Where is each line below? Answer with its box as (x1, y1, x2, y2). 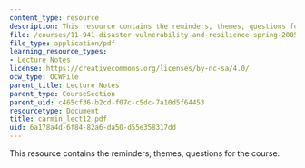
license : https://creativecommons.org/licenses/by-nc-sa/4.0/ (9, 64, 250, 74)
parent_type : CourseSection (9, 89, 116, 98)
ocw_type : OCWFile (9, 73, 79, 82)
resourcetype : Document (9, 106, 100, 115)
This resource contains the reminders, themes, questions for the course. (9, 148, 280, 159)
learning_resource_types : (9, 47, 107, 56)
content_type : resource (9, 13, 100, 23)
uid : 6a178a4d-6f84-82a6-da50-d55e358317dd (9, 124, 177, 133)
